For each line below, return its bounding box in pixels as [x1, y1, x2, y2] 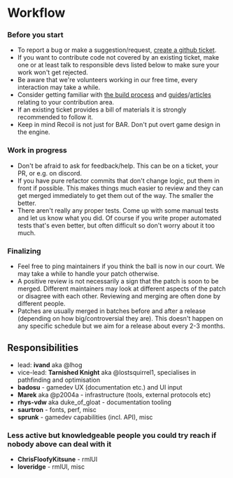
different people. [17, 300, 66, 308]
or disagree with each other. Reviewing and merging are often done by [17, 292, 221, 300]
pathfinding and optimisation [17, 376, 100, 384]
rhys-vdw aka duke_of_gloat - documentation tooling [17, 398, 171, 406]
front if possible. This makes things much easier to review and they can [17, 184, 224, 192]
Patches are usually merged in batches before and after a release [17, 307, 206, 315]
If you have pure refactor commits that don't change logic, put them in [17, 176, 220, 185]
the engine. [17, 128, 50, 136]
